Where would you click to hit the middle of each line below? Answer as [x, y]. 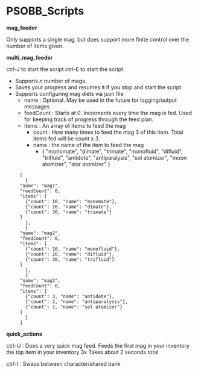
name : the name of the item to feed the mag [88, 145]
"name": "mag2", [40, 233]
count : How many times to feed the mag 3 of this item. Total [108, 132]
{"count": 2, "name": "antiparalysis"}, [77, 302]
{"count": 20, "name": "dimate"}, [69, 207]
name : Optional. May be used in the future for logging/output [100, 100]
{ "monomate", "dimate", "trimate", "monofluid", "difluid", [112, 151]
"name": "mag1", [40, 186]
